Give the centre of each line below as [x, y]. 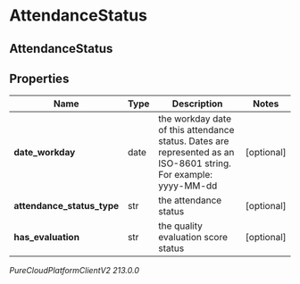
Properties [39, 78]
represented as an [196, 153]
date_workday [45, 153]
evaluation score [193, 238]
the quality [180, 226]
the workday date [195, 119]
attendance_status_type [67, 206]
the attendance [190, 200]
